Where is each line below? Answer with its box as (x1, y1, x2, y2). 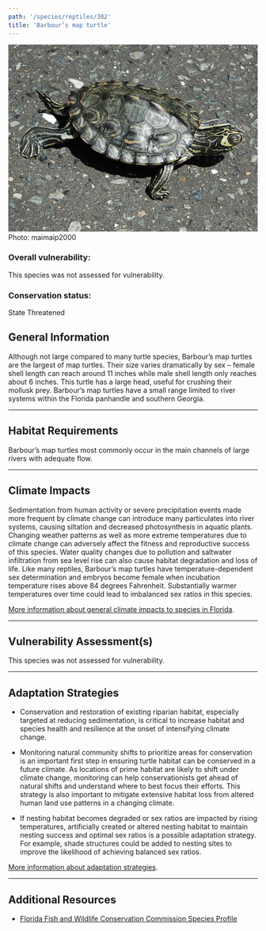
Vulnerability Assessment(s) (8, 634, 153, 648)
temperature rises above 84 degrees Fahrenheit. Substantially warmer (8, 580, 237, 590)
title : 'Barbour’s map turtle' (8, 21, 112, 29)
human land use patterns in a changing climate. (19, 798, 175, 807)
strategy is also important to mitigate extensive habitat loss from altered (19, 790, 254, 800)
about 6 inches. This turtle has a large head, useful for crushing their (8, 377, 232, 386)
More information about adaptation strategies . (8, 863, 158, 872)
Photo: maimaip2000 (8, 232, 77, 241)
